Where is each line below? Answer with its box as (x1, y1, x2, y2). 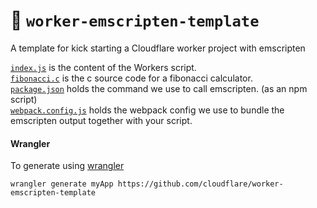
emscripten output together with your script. (10, 114, 193, 126)
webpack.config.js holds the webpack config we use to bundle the (10, 104, 285, 116)
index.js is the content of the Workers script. (10, 61, 197, 73)
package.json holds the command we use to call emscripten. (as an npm (10, 82, 308, 94)
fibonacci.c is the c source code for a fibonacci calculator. (10, 72, 253, 84)
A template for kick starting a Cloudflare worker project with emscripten (10, 42, 306, 54)
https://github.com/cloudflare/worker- (117, 179, 284, 189)
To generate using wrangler (10, 160, 125, 172)
